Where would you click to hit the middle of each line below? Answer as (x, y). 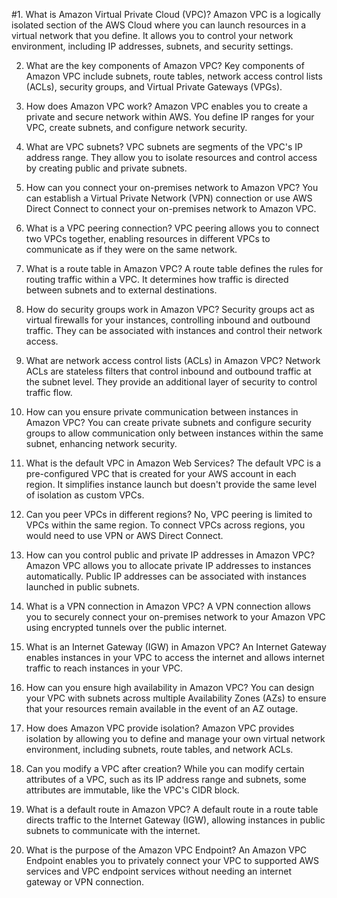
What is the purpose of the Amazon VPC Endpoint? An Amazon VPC (166, 850)
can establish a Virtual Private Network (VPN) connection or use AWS (169, 198)
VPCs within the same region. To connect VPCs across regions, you (165, 525)
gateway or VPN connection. (84, 882)
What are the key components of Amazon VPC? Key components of (165, 65)
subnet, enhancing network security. (101, 443)
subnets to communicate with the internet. (113, 830)
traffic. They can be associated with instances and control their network (174, 330)
